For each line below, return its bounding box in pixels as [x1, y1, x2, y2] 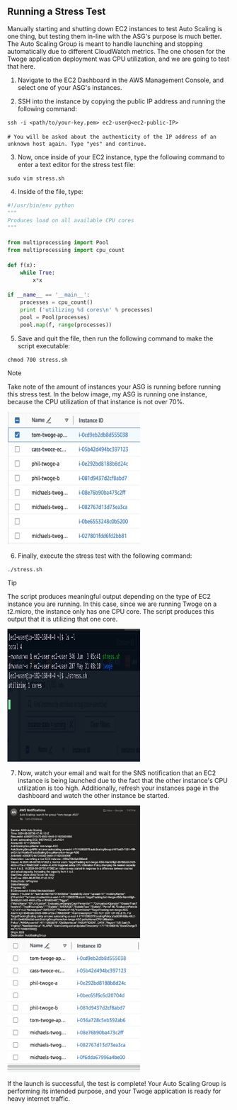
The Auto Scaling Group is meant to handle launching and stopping [7, 39, 203, 48]
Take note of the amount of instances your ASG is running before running [7, 382, 221, 391]
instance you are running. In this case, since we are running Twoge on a [7, 600, 217, 608]
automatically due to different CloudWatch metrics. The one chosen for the [7, 47, 226, 55]
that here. [7, 62, 35, 70]
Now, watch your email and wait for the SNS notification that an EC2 [17, 768, 216, 777]
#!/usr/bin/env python [7, 202, 74, 209]
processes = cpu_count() [20, 299, 93, 307]
